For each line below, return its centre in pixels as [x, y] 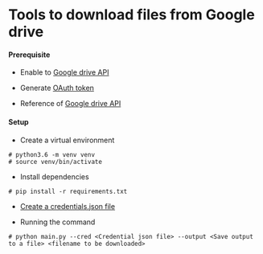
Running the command [58, 222]
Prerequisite [29, 55]
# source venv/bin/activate [55, 162]
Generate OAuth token [57, 88]
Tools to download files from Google [131, 15]
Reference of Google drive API [70, 104]
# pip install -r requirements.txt [68, 191]
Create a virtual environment [67, 140]
